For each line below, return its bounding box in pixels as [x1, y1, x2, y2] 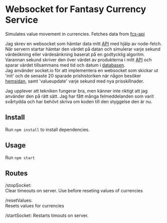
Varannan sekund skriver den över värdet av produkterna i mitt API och [5, 56, 152, 62]
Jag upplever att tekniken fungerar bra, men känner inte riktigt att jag [5, 88, 148, 94]
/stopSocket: [5, 182, 32, 188]
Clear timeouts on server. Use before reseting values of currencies [5, 188, 143, 194]
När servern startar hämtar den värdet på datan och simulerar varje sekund [5, 46, 160, 52]
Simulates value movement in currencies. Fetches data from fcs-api [5, 31, 145, 37]
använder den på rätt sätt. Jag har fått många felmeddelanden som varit [5, 93, 154, 99]
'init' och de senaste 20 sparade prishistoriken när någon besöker [5, 72, 141, 79]
